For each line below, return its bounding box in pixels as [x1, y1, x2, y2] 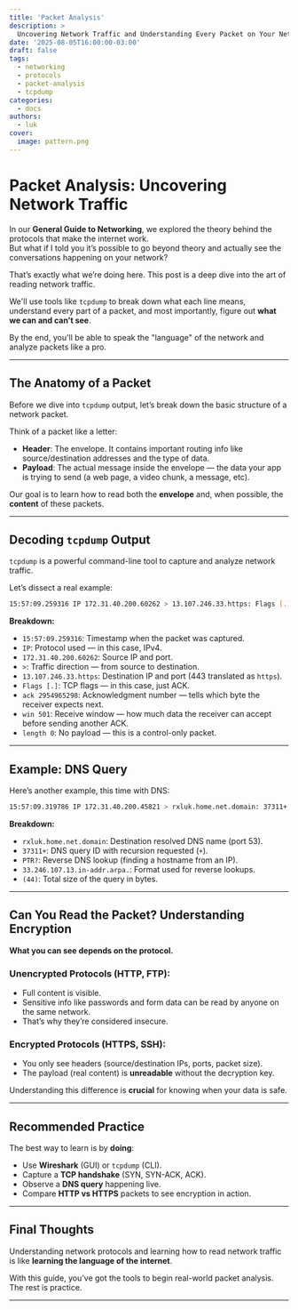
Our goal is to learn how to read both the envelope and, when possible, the [9, 488, 284, 499]
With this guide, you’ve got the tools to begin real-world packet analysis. [9, 1273, 274, 1283]
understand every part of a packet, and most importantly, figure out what [9, 305, 277, 316]
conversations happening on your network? [9, 252, 169, 262]
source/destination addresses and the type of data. [21, 453, 210, 463]
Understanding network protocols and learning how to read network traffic [9, 1246, 282, 1257]
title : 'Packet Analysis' [9, 12, 105, 22]
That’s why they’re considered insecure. [21, 1016, 169, 1026]
